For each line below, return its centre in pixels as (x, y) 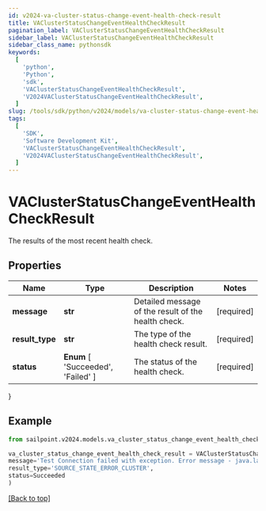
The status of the (165, 361)
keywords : (25, 52)
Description (171, 288)
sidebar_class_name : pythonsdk (60, 45)
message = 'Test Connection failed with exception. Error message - (120, 461)
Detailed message (167, 301)
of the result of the (168, 311)
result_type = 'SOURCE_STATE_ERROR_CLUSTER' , (81, 468)
